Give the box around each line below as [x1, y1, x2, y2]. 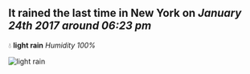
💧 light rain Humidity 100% [8, 40, 96, 50]
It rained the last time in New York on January [8, 6, 242, 20]
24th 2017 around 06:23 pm [8, 19, 152, 33]
